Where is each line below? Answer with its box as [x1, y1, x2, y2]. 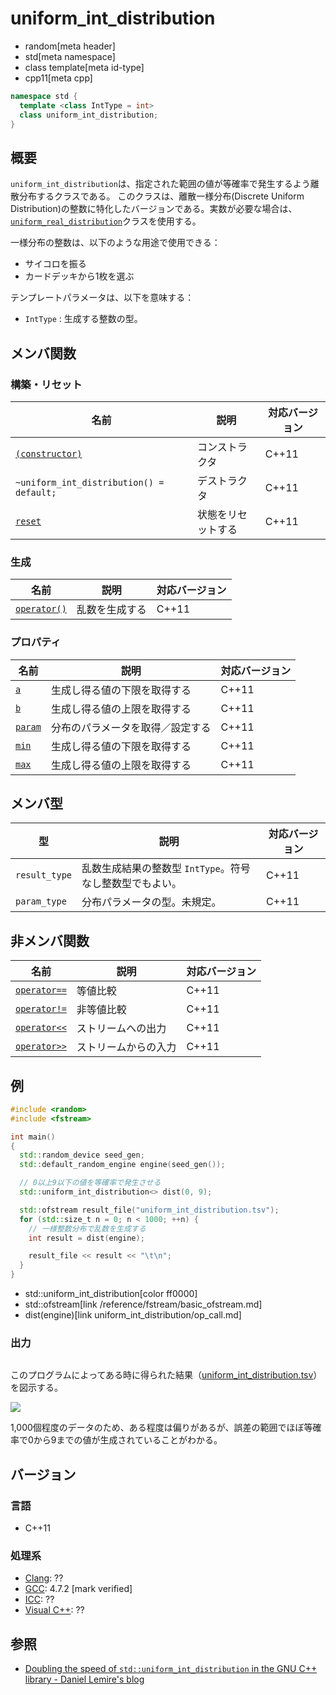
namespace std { [10, 91, 78, 101]
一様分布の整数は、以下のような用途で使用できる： [10, 237, 221, 249]
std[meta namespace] [24, 50, 116, 62]
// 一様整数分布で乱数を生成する [28, 1223, 147, 1234]
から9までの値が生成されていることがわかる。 [33, 1434, 223, 1446]
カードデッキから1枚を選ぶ [24, 270, 135, 282]
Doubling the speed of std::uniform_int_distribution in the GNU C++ [24, 1663, 318, 1675]
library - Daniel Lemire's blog [24, 1673, 145, 1686]
